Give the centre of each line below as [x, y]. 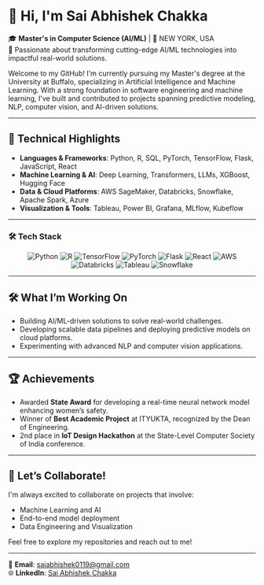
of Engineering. [44, 427]
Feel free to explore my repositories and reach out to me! [100, 542]
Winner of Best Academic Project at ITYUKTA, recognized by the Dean [135, 418]
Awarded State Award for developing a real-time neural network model [134, 402]
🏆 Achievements [51, 379]
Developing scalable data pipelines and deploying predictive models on [135, 329]
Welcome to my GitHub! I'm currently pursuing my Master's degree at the [127, 73]
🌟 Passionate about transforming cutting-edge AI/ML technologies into [123, 50]
